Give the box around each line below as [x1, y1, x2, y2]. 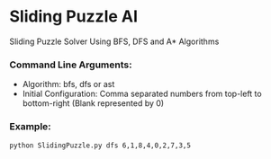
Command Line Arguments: [9, 58, 132, 71]
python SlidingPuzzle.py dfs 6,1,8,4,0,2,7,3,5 [9, 141, 192, 150]
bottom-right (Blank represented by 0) [22, 98, 165, 109]
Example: [9, 120, 51, 133]
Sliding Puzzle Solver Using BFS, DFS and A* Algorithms [9, 36, 220, 47]
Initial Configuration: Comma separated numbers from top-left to [22, 88, 263, 100]
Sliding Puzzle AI [9, 6, 138, 27]
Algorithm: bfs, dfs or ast [22, 79, 115, 90]
